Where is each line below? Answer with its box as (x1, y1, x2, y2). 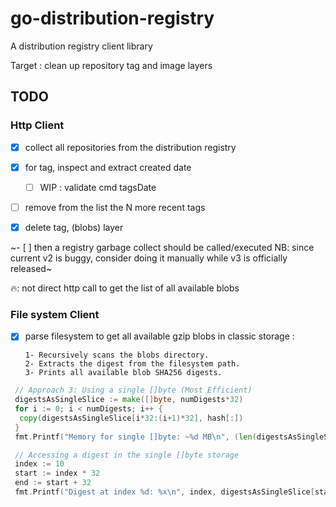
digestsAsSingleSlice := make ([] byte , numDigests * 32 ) (14, 395, 244, 405)
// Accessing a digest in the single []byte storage (14, 450, 240, 460)
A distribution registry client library (10, 40, 153, 52)
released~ (10, 262, 53, 274)
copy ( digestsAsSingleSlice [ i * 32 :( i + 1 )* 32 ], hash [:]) (19, 413, 244, 423)
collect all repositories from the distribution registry (24, 141, 237, 153)
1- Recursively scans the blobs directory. (24, 350, 210, 361)
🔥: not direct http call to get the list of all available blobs (10, 282, 240, 294)
